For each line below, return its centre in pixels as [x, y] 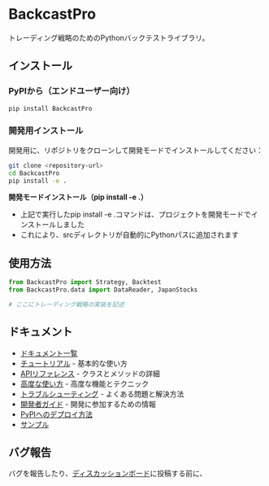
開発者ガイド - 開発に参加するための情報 [88, 404]
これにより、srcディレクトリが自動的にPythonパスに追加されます [129, 235]
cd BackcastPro [34, 173]
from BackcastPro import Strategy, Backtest [85, 282]
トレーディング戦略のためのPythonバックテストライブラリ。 [109, 37]
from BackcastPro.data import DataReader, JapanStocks [103, 290]
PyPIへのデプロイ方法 [56, 414]
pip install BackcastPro [50, 108]
